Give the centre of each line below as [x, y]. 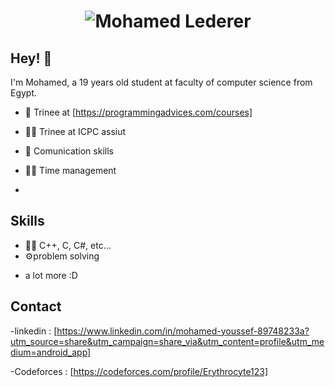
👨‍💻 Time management [70, 170]
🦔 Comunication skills [69, 151]
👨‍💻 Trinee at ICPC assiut [75, 131]
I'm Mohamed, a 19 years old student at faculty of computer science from [161, 82]
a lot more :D [51, 275]
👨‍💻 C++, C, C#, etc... [68, 245]
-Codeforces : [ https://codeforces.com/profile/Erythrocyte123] [139, 371]
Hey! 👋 [31, 58]
